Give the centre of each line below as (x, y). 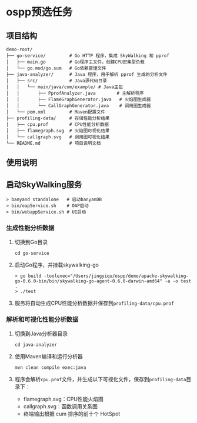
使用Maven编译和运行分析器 (49, 356)
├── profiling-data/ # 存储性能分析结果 (58, 118)
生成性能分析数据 (30, 228)
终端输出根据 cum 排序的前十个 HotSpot (72, 414)
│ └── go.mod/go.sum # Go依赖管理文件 (56, 68)
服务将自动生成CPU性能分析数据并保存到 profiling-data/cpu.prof (94, 303)
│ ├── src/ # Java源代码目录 (57, 81)
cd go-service (32, 253)
